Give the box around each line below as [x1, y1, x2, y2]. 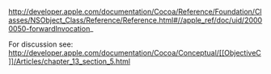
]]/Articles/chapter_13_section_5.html [8, 56, 131, 66]
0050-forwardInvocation [8, 24, 91, 33]
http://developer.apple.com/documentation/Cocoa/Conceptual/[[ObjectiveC [8, 48, 261, 57]
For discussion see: [8, 39, 74, 49]
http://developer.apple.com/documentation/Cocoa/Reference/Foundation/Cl [8, 7, 262, 16]
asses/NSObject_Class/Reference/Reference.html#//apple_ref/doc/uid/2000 [8, 15, 263, 25]
